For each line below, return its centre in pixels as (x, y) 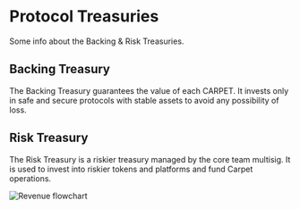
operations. (30, 178)
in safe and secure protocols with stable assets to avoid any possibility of (144, 100)
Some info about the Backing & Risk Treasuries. (97, 41)
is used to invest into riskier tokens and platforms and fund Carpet (131, 169)
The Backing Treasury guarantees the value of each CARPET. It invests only (149, 90)
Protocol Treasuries (84, 17)
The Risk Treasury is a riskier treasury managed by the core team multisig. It (150, 159)
